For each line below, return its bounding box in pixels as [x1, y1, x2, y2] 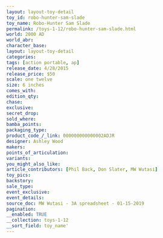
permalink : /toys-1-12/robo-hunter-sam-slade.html [6, 25, 136, 32]
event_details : [6, 194, 45, 200]
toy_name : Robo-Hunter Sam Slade [6, 20, 91, 26]
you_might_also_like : [6, 161, 61, 167]
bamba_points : [6, 122, 42, 128]
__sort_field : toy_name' [6, 223, 69, 229]
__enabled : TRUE [6, 211, 47, 218]
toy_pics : [6, 172, 31, 179]
